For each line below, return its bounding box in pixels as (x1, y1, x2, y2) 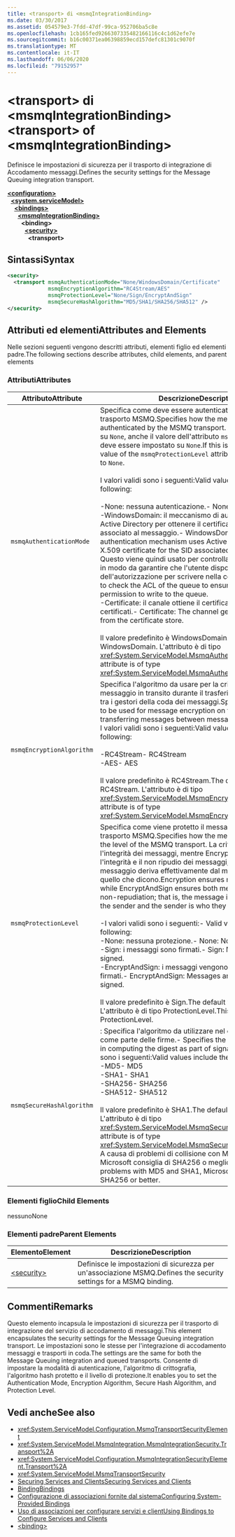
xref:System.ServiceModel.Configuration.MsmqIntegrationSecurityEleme (17, 1454, 228, 1463)
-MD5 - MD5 (100, 1061, 143, 1070)
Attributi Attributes (7, 375, 71, 385)
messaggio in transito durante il (100, 688, 204, 698)
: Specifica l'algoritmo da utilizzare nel (100, 1026, 225, 1035)
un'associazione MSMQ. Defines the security (77, 1268, 224, 1278)
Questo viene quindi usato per (100, 554, 199, 564)
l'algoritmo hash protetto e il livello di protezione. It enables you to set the (7, 1371, 217, 1380)
